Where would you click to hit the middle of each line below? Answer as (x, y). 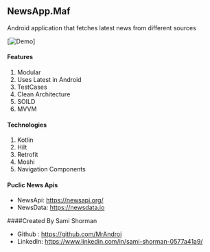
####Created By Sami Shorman (52, 221)
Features (20, 57)
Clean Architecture (44, 94)
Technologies (27, 125)
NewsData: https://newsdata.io (61, 208)
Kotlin (25, 140)
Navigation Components (51, 169)
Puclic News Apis (33, 185)
